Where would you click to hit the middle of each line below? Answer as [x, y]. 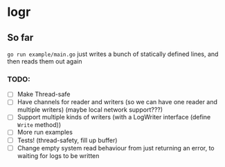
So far [20, 38]
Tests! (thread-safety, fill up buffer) [67, 140]
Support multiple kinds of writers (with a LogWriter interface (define [114, 117]
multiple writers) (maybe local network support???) [90, 110]
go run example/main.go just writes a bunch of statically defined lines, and [113, 54]
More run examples [45, 132]
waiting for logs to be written [58, 155]
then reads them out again [45, 61]
